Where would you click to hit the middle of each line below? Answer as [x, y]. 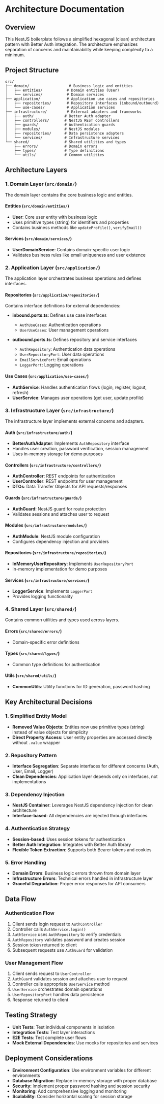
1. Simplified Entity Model [36, 716]
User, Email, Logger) [33, 771]
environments [26, 1075]
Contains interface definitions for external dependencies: [63, 306]
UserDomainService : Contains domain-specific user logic [71, 249]
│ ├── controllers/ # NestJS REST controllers [62, 120]
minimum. [15, 55]
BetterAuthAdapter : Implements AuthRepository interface [71, 443]
